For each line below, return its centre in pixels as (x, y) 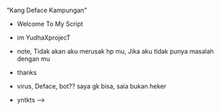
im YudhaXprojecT (44, 37)
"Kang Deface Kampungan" (47, 10)
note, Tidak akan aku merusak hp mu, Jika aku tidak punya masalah (115, 51)
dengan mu (34, 59)
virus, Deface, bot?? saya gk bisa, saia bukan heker (91, 86)
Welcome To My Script (50, 24)
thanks (26, 72)
